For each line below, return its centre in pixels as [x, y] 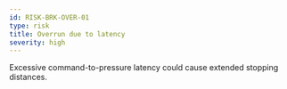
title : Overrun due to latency [67, 34]
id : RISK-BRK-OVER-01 [49, 17]
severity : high [37, 42]
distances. [28, 77]
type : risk [29, 26]
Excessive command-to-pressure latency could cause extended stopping [144, 68]
